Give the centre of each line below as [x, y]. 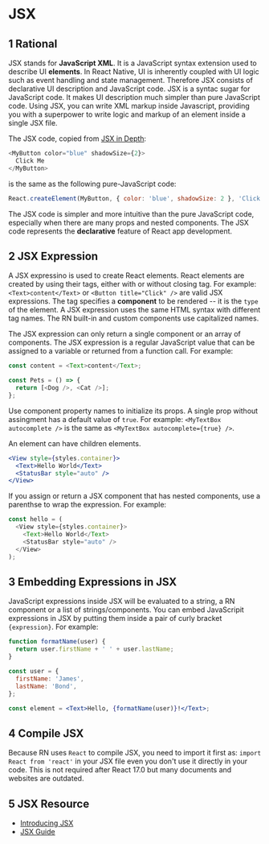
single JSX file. [33, 123]
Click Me [30, 161]
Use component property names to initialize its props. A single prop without [133, 411]
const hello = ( [35, 519]
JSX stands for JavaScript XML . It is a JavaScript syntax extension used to [132, 63]
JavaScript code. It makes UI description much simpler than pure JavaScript [134, 97]
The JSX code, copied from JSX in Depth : [77, 139]
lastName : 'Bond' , [47, 686]
